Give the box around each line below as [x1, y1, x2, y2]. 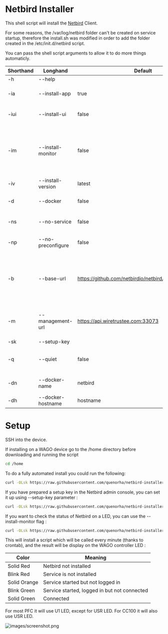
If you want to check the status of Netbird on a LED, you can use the [5, 513, 146, 519]
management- [38, 317, 73, 324]
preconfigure [38, 241, 69, 248]
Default [134, 67, 152, 74]
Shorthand [7, 67, 34, 74]
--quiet [38, 355, 57, 362]
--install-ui [38, 110, 66, 117]
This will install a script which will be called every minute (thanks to [5, 537, 143, 543]
